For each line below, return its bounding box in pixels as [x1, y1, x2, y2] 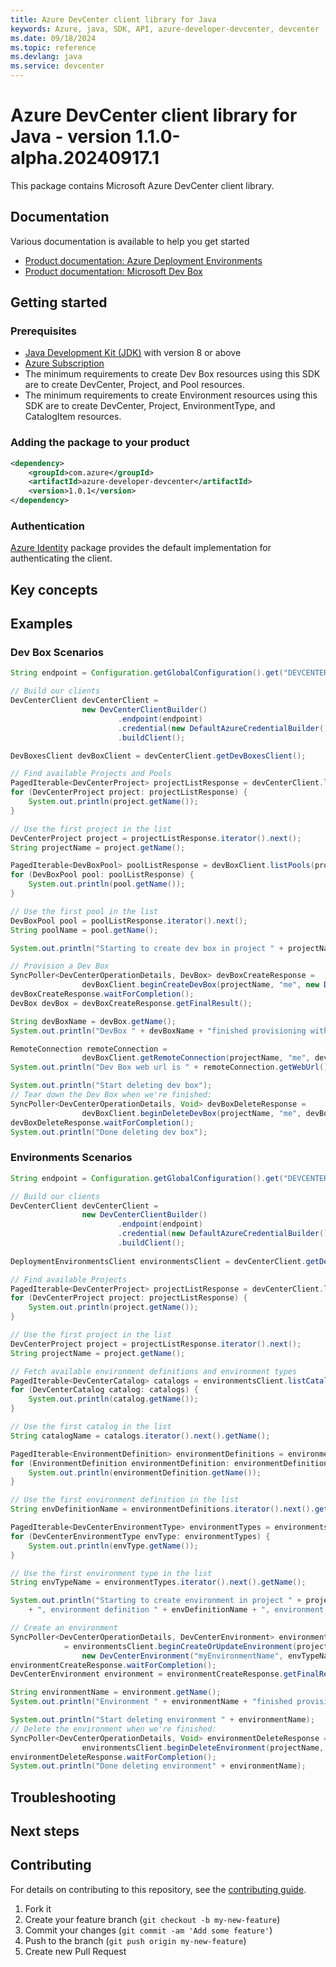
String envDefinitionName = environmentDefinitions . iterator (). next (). [10, 1504, 315, 1515]
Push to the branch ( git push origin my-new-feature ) [24, 1934, 247, 1946]
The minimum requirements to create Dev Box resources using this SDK [24, 368, 321, 380]
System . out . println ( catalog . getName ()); [28, 1394, 199, 1405]
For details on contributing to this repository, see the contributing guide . [10, 1883, 307, 1895]
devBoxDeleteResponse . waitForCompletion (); [10, 1117, 195, 1128]
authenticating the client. [10, 552, 113, 565]
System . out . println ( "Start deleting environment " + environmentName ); [10, 1715, 315, 1725]
